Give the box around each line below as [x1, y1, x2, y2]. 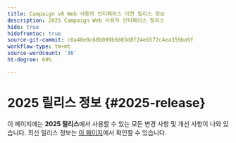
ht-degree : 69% [7, 56, 52, 63]
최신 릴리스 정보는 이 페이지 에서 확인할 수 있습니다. [27, 128, 167, 137]
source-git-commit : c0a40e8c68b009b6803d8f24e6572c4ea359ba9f [7, 37, 194, 44]
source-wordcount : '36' [7, 50, 77, 57]
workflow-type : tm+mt [7, 43, 71, 50]
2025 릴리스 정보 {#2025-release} [7, 94, 206, 111]
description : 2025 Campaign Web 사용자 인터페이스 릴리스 [7, 17, 165, 24]
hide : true [7, 23, 39, 30]
